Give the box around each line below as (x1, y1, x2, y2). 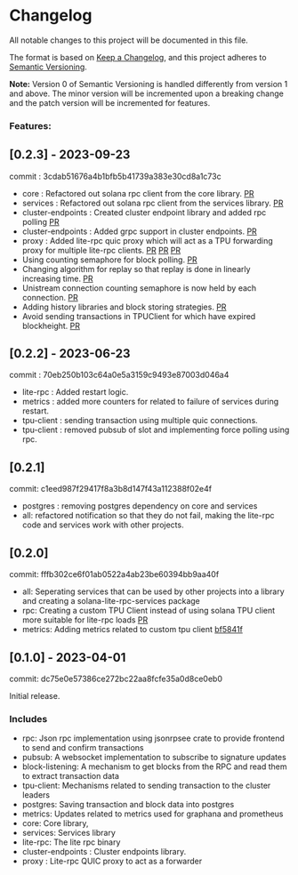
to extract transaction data (21, 771, 120, 782)
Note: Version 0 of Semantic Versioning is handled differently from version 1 (9, 78, 288, 89)
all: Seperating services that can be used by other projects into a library (21, 586, 285, 597)
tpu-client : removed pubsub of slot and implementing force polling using (21, 424, 290, 436)
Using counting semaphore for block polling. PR (21, 254, 197, 265)
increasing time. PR (21, 273, 93, 284)
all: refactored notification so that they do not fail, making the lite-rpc (21, 510, 275, 521)
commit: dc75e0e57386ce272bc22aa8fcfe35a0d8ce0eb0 (9, 673, 222, 684)
